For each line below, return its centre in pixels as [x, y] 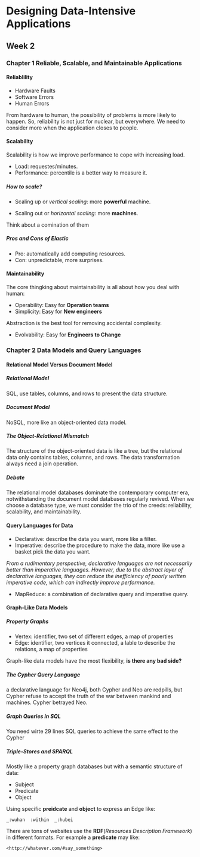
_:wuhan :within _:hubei [40, 820]
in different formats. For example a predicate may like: [73, 837]
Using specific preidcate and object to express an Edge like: [81, 809]
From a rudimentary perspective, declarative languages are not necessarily [99, 563]
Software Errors [34, 97]
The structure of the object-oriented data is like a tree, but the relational [94, 451]
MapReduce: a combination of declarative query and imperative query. [102, 594]
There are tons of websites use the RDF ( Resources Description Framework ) [99, 831]
